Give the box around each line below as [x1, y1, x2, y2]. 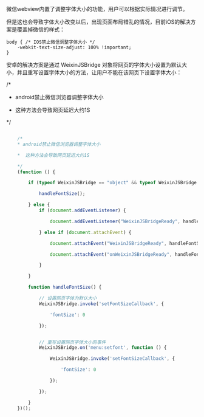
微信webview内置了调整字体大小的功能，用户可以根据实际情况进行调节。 [6, 5, 188, 12]
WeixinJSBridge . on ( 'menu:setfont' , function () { [38, 345, 167, 351]
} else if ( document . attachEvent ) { [38, 229, 132, 235]
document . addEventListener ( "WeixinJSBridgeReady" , [49, 218, 181, 224]
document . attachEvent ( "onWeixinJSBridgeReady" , [49, 251, 172, 257]
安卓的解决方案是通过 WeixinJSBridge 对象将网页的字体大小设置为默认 [6, 61, 182, 68]
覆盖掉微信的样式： [16, 26, 65, 33]
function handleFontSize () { [28, 284, 102, 291]
